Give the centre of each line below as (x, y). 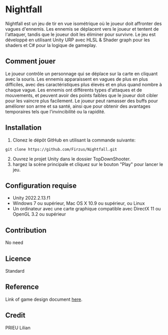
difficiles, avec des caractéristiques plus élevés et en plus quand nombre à (83, 84)
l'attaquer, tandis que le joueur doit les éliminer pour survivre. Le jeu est (80, 34)
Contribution (26, 230)
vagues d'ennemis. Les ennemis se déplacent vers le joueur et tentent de (82, 29)
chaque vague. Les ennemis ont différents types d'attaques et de (74, 90)
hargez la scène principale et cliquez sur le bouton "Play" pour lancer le (88, 164)
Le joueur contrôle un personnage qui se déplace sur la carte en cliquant (81, 74)
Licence (18, 259)
